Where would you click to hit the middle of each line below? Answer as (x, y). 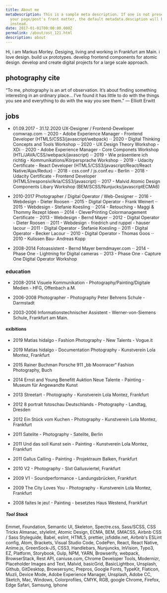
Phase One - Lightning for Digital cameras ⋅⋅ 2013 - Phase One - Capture (87, 253)
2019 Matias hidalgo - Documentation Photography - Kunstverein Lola (84, 350)
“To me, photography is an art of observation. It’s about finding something (81, 90)
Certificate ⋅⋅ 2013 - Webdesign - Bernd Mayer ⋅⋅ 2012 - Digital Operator (86, 217)
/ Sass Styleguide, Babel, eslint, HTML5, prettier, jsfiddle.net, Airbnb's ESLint (84, 537)
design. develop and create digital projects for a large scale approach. (77, 62)
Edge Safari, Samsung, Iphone (37, 585)
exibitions (16, 329)
